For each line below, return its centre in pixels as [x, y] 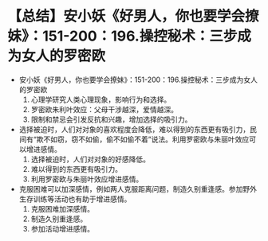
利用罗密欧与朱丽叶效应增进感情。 [87, 179]
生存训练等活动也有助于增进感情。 [75, 199]
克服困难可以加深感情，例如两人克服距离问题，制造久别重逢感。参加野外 [138, 189]
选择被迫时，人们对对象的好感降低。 [91, 159]
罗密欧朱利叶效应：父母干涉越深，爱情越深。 [104, 109]
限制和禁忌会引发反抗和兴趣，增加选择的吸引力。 [111, 119]
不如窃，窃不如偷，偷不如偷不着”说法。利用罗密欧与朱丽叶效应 [146, 139]
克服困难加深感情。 [63, 208]
